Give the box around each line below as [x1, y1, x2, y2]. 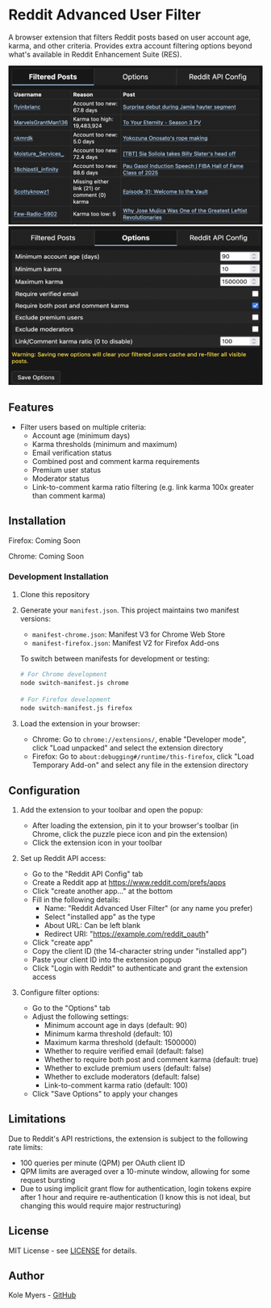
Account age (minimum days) [31, 430, 131, 441]
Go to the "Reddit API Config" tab [31, 869, 144, 879]
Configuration [8, 784, 81, 797]
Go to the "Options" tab [31, 1003, 110, 1013]
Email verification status [31, 448, 112, 458]
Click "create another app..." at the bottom [31, 886, 173, 896]
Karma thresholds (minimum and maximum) [31, 439, 177, 449]
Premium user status [31, 465, 102, 474]
